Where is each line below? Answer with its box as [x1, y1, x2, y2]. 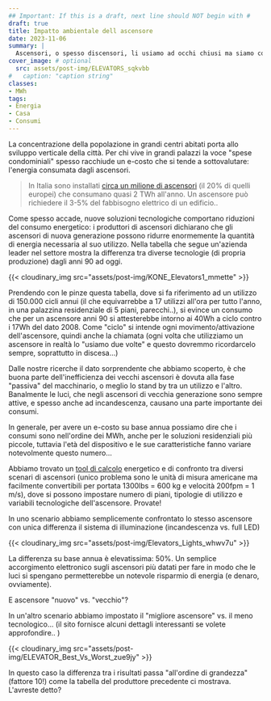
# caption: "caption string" [8, 72, 114, 80]
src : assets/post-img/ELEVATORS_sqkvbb [15, 65, 150, 73]
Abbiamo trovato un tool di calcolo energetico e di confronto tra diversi [8, 463, 244, 473]
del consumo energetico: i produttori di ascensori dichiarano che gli [8, 222, 234, 231]
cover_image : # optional [8, 57, 92, 65]
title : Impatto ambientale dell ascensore [8, 27, 153, 35]
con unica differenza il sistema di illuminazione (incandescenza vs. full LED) [8, 522, 261, 532]
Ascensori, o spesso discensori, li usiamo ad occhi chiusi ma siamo [15, 49, 254, 57]
